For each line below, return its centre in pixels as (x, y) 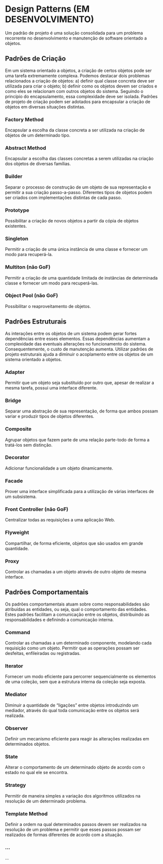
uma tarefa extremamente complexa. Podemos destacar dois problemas (77, 76)
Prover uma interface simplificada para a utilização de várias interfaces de (80, 492)
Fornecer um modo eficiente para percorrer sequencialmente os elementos (81, 677)
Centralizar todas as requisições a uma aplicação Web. (60, 520)
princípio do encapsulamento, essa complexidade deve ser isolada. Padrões (81, 96)
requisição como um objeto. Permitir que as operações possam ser (72, 648)
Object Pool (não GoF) (32, 296)
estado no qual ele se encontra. (37, 773)
